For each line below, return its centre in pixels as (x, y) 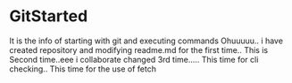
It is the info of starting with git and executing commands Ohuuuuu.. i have (146, 41)
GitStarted (49, 16)
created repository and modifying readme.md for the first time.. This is (139, 49)
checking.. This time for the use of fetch (83, 69)
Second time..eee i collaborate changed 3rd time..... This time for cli (134, 59)
